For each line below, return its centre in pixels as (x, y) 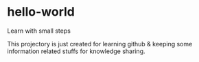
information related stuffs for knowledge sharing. (76, 51)
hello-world (41, 12)
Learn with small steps (39, 31)
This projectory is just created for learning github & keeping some (100, 44)
